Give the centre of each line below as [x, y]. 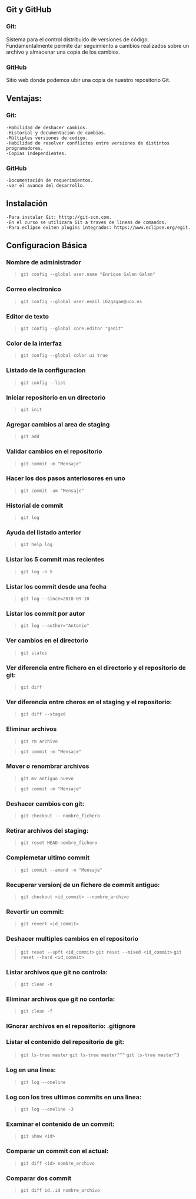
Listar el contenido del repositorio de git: [65, 1042]
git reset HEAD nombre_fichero [59, 843]
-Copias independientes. [36, 153]
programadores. [25, 148]
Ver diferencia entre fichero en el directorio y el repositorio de [96, 668]
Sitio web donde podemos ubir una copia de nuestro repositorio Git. [88, 80]
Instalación [27, 204]
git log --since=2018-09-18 [55, 599]
